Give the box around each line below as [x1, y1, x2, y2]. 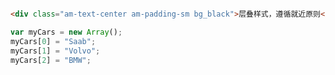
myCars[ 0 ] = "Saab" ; [10, 36, 97, 46]
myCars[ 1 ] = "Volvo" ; [10, 46, 101, 56]
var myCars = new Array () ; [10, 27, 123, 37]
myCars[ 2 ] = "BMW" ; [10, 55, 92, 65]
